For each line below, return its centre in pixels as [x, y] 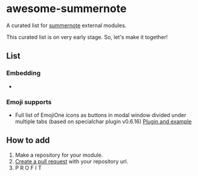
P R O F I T [28, 168]
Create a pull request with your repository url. [72, 161]
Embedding [24, 73]
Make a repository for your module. [59, 155]
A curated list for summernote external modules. [66, 25]
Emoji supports [29, 102]
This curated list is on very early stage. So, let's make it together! [87, 37]
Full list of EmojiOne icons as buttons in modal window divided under [101, 115]
